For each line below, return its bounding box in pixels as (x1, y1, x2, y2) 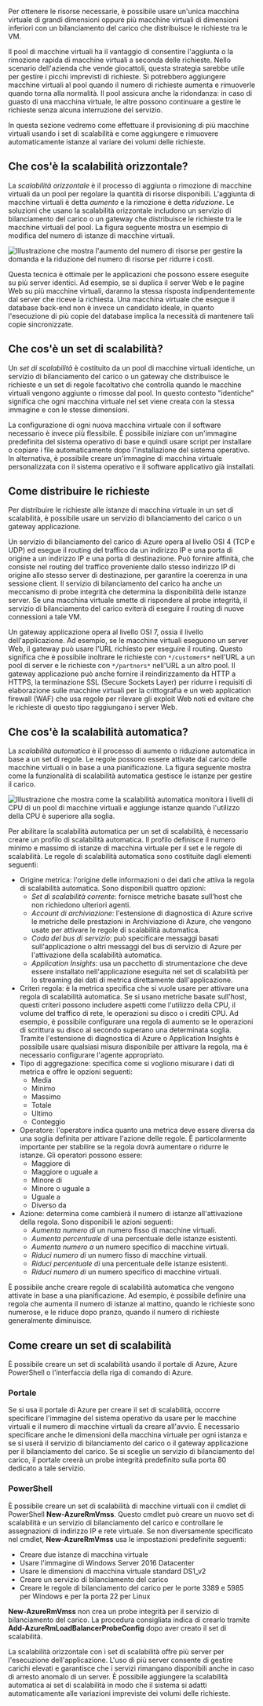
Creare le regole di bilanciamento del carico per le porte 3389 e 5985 (19, 1583, 244, 1592)
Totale (31, 1101, 52, 1110)
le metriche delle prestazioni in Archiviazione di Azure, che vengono (31, 917, 252, 926)
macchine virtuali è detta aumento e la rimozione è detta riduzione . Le (8, 197, 235, 206)
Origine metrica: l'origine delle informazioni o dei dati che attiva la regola (19, 875, 255, 885)
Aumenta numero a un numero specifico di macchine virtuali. (31, 1242, 229, 1251)
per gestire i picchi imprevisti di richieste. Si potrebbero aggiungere (8, 72, 226, 81)
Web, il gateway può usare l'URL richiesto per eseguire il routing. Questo (8, 644, 243, 654)
